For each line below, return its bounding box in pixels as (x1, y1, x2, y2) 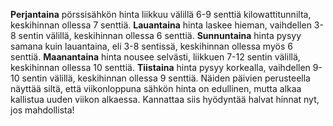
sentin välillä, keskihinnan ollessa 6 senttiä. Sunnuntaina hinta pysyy (18, 30, 302, 41)
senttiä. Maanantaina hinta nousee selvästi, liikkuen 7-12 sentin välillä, (10, 51, 301, 63)
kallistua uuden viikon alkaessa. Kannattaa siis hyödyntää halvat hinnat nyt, (10, 94, 320, 105)
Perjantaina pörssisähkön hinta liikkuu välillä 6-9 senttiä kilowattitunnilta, (10, 9, 312, 20)
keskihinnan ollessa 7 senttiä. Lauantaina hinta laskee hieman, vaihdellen (10, 19, 312, 31)
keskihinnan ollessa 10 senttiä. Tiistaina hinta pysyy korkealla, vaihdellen (10, 62, 311, 73)
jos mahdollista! (10, 104, 75, 116)
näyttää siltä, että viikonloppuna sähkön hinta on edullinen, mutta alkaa (10, 83, 302, 94)
